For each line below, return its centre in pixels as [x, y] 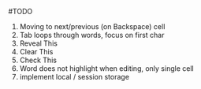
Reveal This [38, 43]
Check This [38, 60]
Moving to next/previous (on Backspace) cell [92, 26]
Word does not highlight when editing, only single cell [107, 69]
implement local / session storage [74, 77]
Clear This [36, 52]
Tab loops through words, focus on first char [92, 35]
